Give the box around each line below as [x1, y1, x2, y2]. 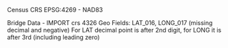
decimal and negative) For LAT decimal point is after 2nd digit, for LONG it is [7, 26, 222, 34]
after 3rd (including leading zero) [7, 33, 101, 41]
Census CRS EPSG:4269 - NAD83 [7, 6, 103, 14]
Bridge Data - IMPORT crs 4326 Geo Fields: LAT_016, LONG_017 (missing [7, 19, 213, 26]
